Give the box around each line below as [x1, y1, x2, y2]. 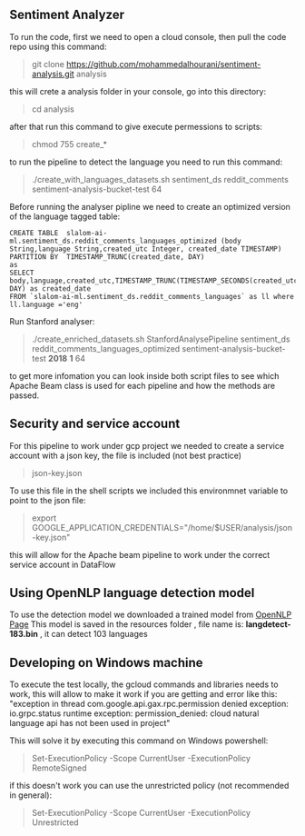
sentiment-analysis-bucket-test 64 [31, 184, 162, 194]
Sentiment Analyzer [9, 7, 125, 23]
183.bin [9, 629, 38, 640]
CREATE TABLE [9, 228, 59, 237]
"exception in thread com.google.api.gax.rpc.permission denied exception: [9, 699, 289, 710]
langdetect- [245, 619, 292, 630]
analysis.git [31, 68, 74, 79]
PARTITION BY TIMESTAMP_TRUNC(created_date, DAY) [9, 252, 205, 262]
